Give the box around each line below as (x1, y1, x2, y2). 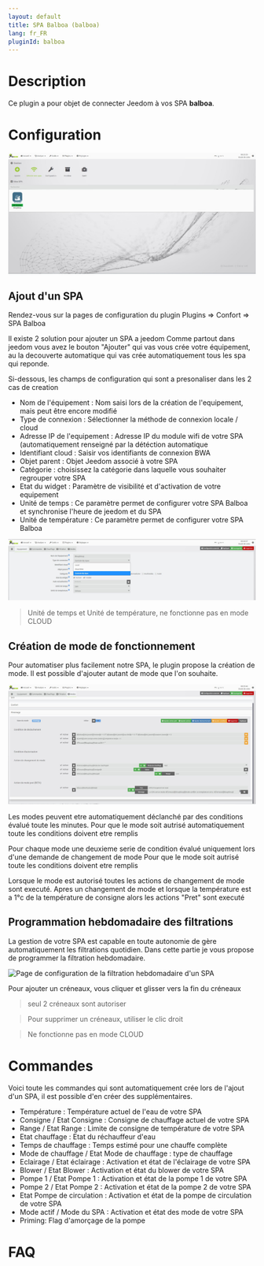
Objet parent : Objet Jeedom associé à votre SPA (19, 457, 178, 466)
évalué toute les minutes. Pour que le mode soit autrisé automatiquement (8, 820, 245, 830)
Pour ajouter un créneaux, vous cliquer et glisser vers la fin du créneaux (8, 983, 241, 993)
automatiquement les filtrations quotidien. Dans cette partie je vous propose (8, 945, 255, 954)
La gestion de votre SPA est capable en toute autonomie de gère (8, 936, 218, 945)
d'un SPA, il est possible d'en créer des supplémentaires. (8, 1091, 192, 1101)
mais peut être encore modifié (19, 407, 118, 416)
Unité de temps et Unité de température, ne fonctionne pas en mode (27, 608, 249, 618)
